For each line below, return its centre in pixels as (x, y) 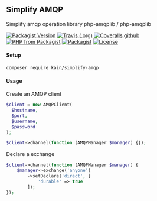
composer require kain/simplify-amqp (53, 68)
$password (23, 127)
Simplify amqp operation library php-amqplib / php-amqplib (79, 24)
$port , (19, 116)
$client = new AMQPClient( (39, 105)
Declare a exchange (30, 154)
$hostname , (25, 111)
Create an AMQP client (34, 94)
